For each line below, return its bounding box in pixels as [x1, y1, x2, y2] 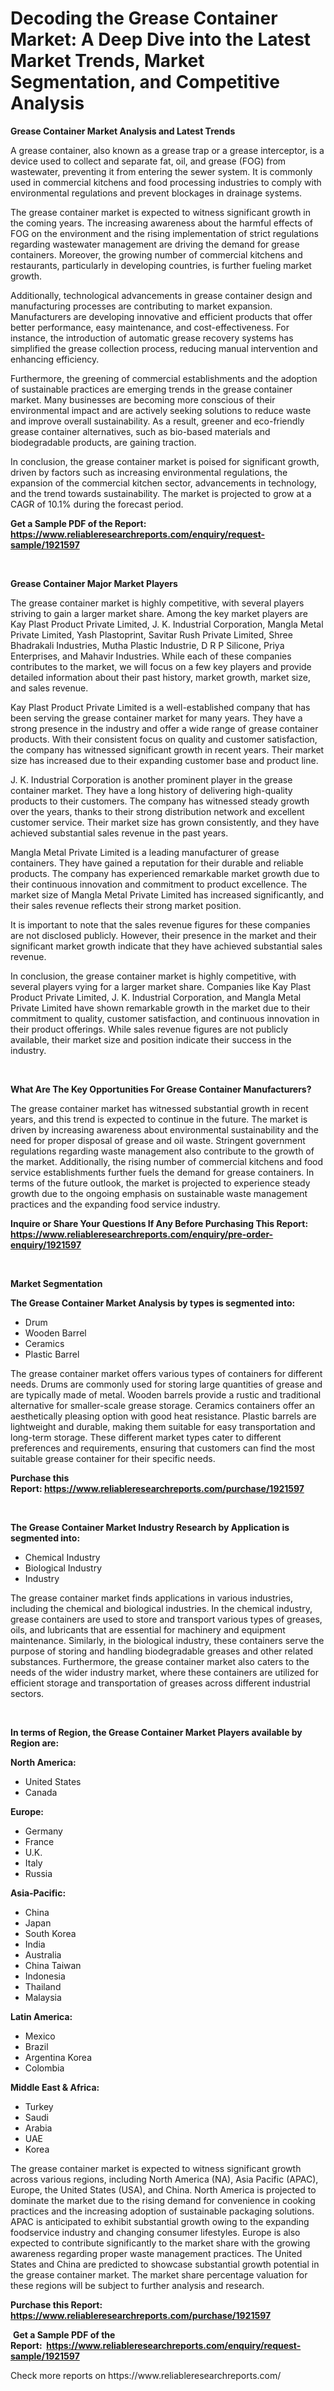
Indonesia [24, 1970, 66, 1982]
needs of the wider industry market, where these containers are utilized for [10, 1666, 320, 1678]
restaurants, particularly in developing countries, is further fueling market [10, 259, 312, 271]
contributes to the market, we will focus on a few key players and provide [10, 660, 312, 672]
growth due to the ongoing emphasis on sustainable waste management [10, 1187, 308, 1199]
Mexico [24, 2030, 56, 2042]
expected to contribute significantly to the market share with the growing [10, 2237, 311, 2249]
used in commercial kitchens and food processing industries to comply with [10, 176, 322, 188]
